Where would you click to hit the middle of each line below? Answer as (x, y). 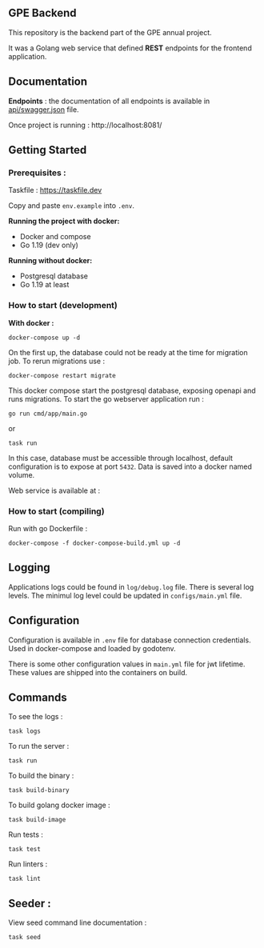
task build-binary (39, 790)
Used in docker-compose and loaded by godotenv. (92, 648)
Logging (29, 568)
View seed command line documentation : (78, 922)
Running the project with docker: (64, 221)
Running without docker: (50, 261)
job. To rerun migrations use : (57, 361)
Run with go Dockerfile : (48, 528)
